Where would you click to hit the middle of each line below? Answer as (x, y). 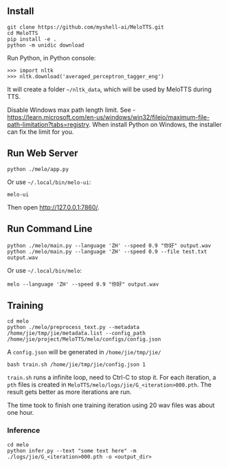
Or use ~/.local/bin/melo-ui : (49, 182)
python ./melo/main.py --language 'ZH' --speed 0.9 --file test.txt (107, 252)
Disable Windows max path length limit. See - (71, 110)
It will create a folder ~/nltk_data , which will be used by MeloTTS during (109, 89)
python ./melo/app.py (38, 169)
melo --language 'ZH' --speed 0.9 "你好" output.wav (83, 284)
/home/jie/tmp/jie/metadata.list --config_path (77, 333)
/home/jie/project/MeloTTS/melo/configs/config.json (84, 339)
